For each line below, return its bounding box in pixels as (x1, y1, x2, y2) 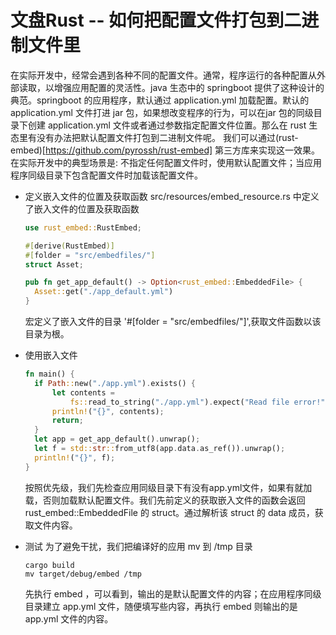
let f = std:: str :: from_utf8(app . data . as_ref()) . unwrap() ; (34, 444, 286, 454)
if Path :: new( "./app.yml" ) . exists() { (34, 378, 196, 388)
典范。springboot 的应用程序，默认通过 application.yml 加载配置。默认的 (10, 94, 310, 106)
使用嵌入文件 (24, 349, 78, 361)
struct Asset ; (24, 259, 84, 270)
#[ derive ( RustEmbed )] (24, 241, 116, 251)
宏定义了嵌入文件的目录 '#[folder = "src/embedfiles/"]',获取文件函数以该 (24, 316, 322, 328)
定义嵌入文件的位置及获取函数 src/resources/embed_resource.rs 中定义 (24, 190, 320, 202)
